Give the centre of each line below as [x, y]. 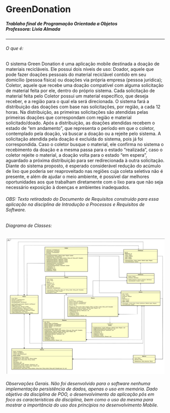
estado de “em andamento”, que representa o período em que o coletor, [80, 128]
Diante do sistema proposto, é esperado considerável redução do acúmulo [83, 166]
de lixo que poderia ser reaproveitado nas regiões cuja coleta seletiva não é [84, 171]
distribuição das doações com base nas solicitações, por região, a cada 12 [83, 107]
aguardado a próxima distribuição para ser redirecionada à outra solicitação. [85, 161]
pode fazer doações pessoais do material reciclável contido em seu [76, 75]
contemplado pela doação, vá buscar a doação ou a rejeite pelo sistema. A [83, 134]
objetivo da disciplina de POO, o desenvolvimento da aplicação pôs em [80, 394]
